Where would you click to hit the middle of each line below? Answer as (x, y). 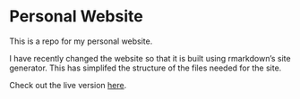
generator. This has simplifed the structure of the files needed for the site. (146, 68)
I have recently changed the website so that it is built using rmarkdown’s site (150, 58)
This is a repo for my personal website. (81, 41)
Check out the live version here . (68, 85)
